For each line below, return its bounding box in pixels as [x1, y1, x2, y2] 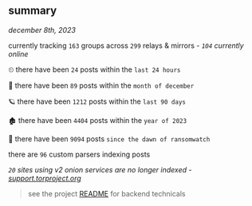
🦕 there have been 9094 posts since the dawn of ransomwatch [8, 133, 211, 144]
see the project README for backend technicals [27, 188, 186, 198]
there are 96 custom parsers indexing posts [8, 149, 151, 159]
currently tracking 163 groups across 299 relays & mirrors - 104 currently [8, 41, 245, 50]
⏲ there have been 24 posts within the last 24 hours [8, 65, 181, 74]
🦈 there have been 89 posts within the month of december [8, 81, 195, 90]
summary [8, 4, 57, 18]
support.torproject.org [8, 173, 81, 183]
